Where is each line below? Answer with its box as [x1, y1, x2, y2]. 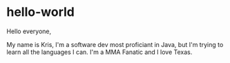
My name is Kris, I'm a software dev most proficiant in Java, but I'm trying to [6, 40, 224, 48]
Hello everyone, [6, 27, 52, 35]
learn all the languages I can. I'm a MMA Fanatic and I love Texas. [6, 48, 193, 56]
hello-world [6, 4, 75, 20]
